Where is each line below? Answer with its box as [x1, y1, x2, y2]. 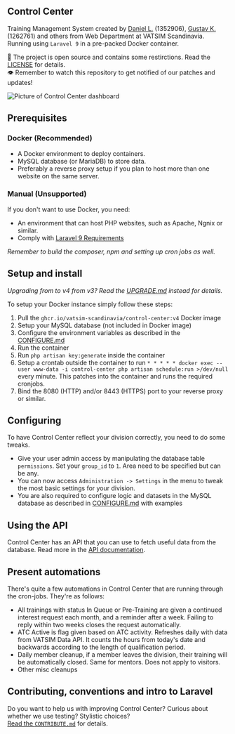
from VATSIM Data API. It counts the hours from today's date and [17, 636, 206, 644]
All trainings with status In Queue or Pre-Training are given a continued [17, 605, 222, 614]
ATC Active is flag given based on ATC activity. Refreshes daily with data [17, 628, 228, 636]
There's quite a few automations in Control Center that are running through [7, 584, 223, 593]
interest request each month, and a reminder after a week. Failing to [17, 613, 214, 622]
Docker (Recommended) [7, 133, 93, 143]
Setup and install [7, 268, 83, 280]
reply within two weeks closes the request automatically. [17, 621, 181, 629]
